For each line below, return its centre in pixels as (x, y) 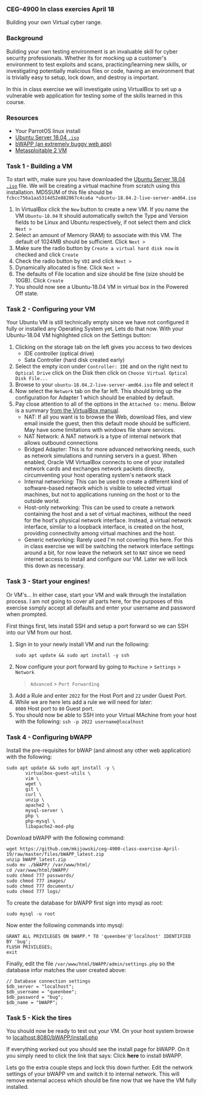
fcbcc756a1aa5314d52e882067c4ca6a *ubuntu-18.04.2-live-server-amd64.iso (101, 198)
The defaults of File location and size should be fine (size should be (99, 274)
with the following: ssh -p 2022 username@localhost (79, 721)
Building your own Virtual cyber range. (54, 23)
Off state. (27, 293)
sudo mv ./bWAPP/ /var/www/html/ (48, 865)
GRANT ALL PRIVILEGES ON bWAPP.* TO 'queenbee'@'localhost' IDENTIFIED (98, 937)
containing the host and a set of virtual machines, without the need (108, 514)
